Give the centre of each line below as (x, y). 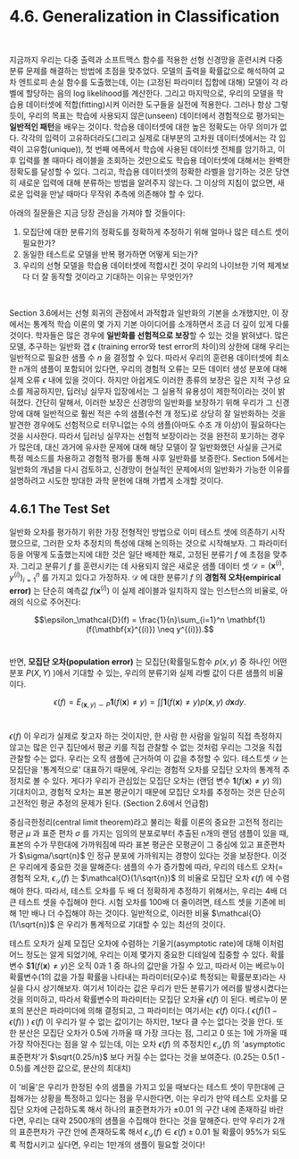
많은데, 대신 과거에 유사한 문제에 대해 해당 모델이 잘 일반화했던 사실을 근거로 (150, 447)
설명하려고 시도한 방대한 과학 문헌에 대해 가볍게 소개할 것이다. (116, 480)
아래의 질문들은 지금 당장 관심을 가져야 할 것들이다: (97, 213)
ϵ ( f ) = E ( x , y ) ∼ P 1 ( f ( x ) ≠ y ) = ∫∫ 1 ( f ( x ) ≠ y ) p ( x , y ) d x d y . (150, 702)
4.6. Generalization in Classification (145, 17)
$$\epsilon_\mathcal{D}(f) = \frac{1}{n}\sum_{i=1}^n (130, 620)
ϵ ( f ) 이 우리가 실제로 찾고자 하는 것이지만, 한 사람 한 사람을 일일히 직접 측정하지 (146, 736)
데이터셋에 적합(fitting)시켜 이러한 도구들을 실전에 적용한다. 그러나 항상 (149, 104)
